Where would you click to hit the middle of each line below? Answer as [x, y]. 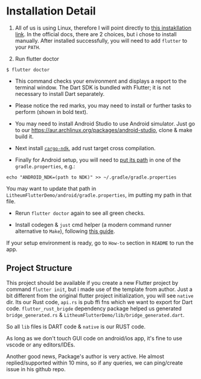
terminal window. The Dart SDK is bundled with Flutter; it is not [93, 87]
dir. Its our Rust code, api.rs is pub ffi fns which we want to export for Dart [100, 302]
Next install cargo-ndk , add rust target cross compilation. [85, 148]
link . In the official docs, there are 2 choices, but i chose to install [96, 34]
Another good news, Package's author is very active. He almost [85, 356]
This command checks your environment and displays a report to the [101, 81]
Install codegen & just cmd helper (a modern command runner [93, 225]
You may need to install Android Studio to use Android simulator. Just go [105, 123]
